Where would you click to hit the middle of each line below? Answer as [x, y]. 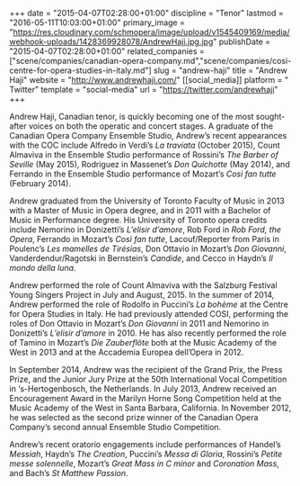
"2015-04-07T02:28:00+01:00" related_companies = [107, 51]
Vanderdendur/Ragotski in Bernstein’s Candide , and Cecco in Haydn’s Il [141, 258]
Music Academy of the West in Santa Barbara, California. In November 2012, [150, 408]
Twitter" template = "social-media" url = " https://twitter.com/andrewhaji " [144, 90]
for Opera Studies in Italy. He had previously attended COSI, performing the [149, 314]
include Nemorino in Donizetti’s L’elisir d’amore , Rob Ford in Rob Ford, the [145, 229]
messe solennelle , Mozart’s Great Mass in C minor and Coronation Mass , [145, 463]
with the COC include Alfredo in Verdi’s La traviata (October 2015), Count [145, 145]
